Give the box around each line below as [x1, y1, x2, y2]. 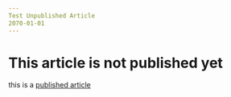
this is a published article [8, 80, 91, 90]
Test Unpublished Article [8, 11, 95, 20]
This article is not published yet [8, 54, 224, 72]
